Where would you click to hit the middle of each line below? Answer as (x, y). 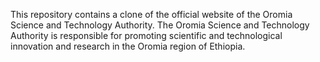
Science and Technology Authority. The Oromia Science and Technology (160, 25)
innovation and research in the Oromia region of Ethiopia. (128, 46)
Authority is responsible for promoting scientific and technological (146, 35)
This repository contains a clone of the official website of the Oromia (151, 14)
